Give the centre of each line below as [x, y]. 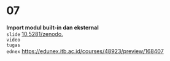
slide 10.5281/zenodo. [35, 34]
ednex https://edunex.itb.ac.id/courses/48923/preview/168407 [85, 51]
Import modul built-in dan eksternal [53, 27]
